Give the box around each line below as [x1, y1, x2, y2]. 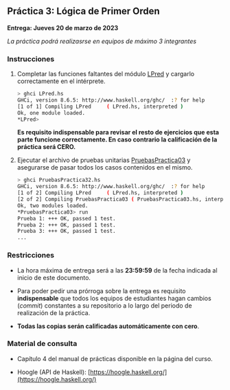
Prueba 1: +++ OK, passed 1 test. [16, 215, 116, 222]
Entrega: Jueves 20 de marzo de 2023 [7, 23, 119, 32]
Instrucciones [7, 54, 55, 64]
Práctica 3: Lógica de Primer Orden [7, 5, 160, 17]
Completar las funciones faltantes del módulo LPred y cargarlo [16, 70, 194, 78]
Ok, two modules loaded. [16, 202, 89, 209]
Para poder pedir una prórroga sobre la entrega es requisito [16, 286, 186, 295]
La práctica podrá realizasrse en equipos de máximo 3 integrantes [7, 37, 197, 45]
